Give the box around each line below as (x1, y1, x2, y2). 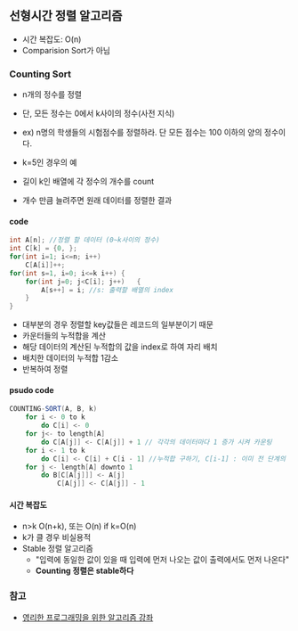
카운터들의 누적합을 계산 (21, 331, 107, 341)
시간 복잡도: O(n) (21, 34, 82, 45)
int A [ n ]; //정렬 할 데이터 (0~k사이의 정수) (9, 235, 160, 245)
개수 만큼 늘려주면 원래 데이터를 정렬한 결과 (21, 195, 173, 206)
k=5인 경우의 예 (21, 157, 77, 168)
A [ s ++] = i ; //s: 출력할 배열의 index (41, 285, 173, 294)
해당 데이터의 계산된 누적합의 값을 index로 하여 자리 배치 (21, 341, 218, 352)
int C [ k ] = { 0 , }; (9, 244, 77, 253)
